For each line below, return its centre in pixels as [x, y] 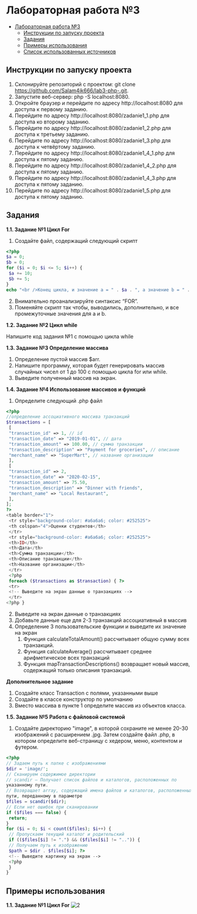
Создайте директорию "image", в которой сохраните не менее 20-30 [101, 728]
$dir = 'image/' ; [27, 769]
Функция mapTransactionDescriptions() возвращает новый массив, [107, 664]
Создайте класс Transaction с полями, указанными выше [86, 693]
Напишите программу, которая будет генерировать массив [89, 365]
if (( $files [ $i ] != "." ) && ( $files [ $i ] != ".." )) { [74, 840]
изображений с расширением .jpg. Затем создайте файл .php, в [95, 735]
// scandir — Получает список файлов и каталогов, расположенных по [91, 780]
